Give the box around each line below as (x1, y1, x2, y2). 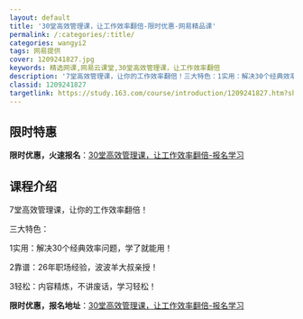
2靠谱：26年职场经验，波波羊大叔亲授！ (9, 262, 159, 273)
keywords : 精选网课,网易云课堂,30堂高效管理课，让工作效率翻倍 (9, 64, 221, 73)
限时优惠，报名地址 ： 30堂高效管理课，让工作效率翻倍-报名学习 (9, 300, 244, 311)
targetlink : (9, 88, 54, 97)
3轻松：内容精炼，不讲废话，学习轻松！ (9, 281, 157, 292)
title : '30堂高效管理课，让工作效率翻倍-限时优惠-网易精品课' (9, 22, 216, 31)
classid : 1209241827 (9, 80, 87, 89)
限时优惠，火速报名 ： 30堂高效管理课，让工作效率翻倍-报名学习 (9, 150, 244, 160)
